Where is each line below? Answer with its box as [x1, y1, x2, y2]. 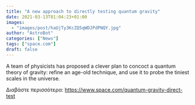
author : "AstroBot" [6, 30, 54, 36]
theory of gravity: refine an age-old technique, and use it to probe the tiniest [6, 68, 190, 76]
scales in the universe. [6, 75, 60, 82]
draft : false [6, 47, 38, 52]
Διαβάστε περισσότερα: [6, 86, 64, 93]
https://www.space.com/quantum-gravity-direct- [64, 86, 183, 93]
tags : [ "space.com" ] [6, 41, 57, 47]
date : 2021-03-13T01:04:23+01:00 [6, 14, 88, 20]
